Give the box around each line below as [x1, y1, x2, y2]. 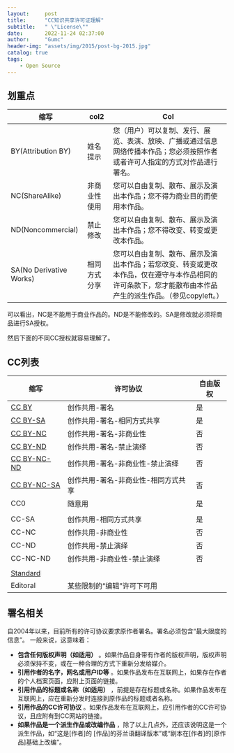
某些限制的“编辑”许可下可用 [67, 581, 158, 591]
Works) [10, 274, 35, 284]
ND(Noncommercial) [10, 225, 79, 235]
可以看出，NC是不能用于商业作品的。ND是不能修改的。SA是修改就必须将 [7, 310, 217, 319]
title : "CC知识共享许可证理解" [7, 17, 104, 24]
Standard [10, 568, 41, 578]
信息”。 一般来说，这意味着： [7, 636, 92, 644]
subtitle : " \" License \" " [7, 23, 89, 30]
